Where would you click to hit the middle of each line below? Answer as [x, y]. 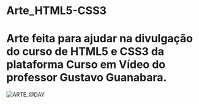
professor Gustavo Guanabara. [87, 78]
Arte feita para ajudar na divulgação [100, 39]
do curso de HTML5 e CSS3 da [85, 52]
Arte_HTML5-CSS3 [57, 11]
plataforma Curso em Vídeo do [86, 65]
